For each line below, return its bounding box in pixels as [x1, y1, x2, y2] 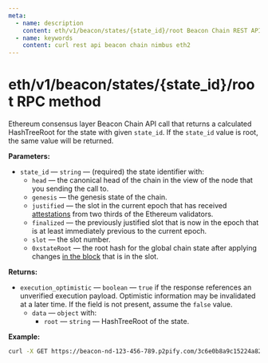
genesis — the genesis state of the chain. [31, 192, 167, 202]
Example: [8, 332, 41, 341]
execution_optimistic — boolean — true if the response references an [19, 282, 252, 292]
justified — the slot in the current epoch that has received [31, 201, 227, 211]
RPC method [16, 93, 101, 111]
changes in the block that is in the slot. [31, 252, 159, 262]
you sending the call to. [31, 184, 109, 194]
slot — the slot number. [31, 235, 111, 244]
